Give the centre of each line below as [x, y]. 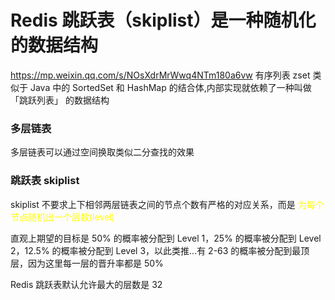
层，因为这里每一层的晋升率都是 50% [87, 263]
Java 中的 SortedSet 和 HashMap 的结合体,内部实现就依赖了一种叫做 [170, 87]
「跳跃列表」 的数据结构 [60, 100]
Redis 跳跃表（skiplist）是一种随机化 [163, 20]
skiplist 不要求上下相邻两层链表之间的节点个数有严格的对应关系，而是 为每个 [167, 204]
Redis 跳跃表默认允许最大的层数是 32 [86, 284]
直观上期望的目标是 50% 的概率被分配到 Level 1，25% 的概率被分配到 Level [166, 238]
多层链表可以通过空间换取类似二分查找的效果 [102, 152]
